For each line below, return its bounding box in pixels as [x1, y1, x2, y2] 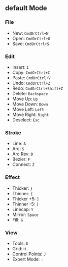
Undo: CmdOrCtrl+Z [12, 80, 51, 86]
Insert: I [12, 64, 29, 70]
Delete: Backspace [12, 90, 48, 96]
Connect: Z [12, 161, 34, 167]
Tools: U [12, 240, 29, 246]
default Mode [5, 4, 47, 12]
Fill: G [12, 216, 23, 222]
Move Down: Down [12, 101, 48, 107]
